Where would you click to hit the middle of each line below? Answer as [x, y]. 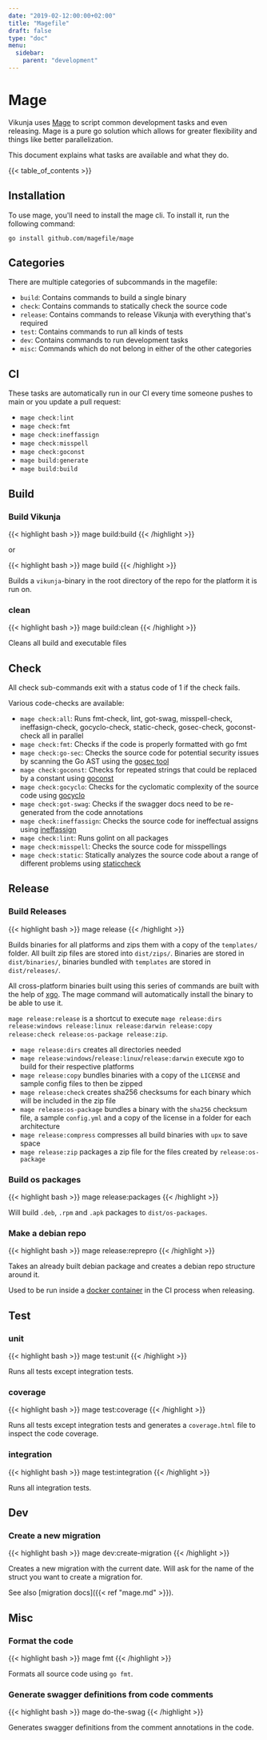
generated [37, 813]
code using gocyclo [52, 796]
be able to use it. [36, 1003]
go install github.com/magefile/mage [71, 238]
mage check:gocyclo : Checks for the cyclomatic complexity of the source [139, 787]
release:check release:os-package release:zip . [88, 1034]
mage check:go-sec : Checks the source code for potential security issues [139, 753]
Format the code [41, 1641]
